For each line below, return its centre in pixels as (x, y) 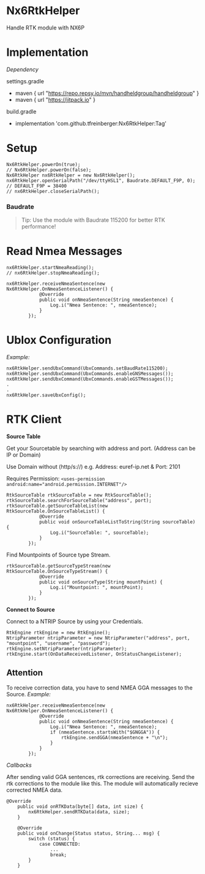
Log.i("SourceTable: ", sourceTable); (99, 533)
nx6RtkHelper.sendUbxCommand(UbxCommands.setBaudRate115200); (87, 368)
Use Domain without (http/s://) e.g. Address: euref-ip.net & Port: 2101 (93, 466)
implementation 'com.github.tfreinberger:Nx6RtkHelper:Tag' (91, 123)
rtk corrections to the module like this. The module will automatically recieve (102, 783)
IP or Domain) (24, 455)
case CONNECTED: (60, 844)
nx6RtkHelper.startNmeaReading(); (50, 268)
